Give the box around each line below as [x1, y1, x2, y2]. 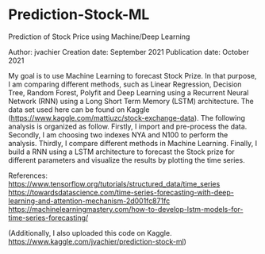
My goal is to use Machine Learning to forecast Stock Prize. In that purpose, [8, 71, 257, 80]
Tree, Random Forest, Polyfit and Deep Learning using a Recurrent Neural [8, 87, 249, 97]
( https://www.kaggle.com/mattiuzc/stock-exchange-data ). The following [8, 113, 246, 122]
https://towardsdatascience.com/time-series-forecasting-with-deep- [8, 187, 234, 197]
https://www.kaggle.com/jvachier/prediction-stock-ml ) [8, 237, 186, 246]
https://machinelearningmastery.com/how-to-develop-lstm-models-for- [8, 204, 244, 214]
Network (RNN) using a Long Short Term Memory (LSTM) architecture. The [8, 96, 254, 106]
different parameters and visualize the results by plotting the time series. [8, 155, 245, 164]
